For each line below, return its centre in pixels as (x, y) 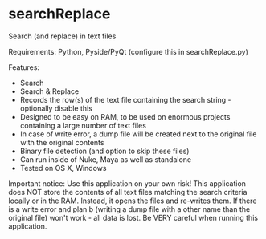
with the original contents (62, 142)
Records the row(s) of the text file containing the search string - (125, 99)
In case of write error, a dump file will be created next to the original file (138, 134)
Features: (24, 67)
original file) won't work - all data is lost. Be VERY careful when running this (133, 217)
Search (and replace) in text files (62, 36)
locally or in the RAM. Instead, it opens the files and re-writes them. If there (133, 201)
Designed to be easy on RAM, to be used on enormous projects (125, 116)
